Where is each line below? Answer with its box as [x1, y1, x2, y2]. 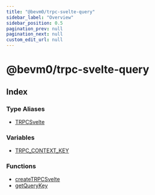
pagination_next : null [6, 31, 63, 37]
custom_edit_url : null [6, 37, 63, 43]
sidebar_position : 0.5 [6, 20, 63, 26]
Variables [6, 133, 35, 141]
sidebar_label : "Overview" [6, 14, 74, 20]
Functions [6, 162, 36, 170]
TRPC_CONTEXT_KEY [14, 147, 69, 154]
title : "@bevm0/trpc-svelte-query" [6, 8, 96, 15]
